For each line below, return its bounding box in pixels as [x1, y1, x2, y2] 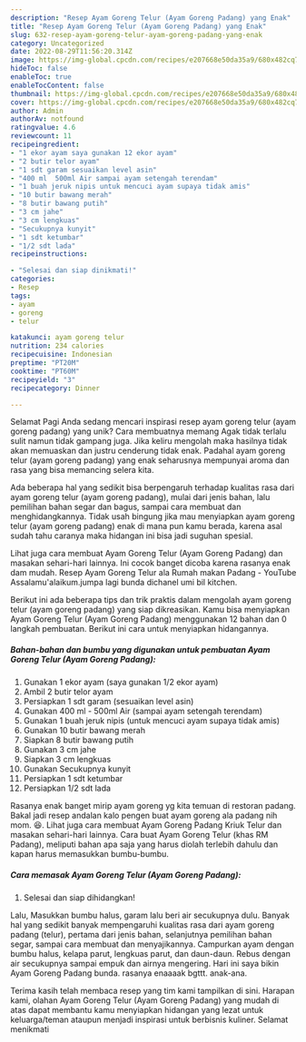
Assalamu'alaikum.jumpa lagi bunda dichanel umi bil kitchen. [10, 577, 238, 588]
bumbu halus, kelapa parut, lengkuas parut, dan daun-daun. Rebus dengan [10, 949, 291, 959]
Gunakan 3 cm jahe [23, 744, 96, 755]
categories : [10, 274, 55, 284]
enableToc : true [10, 73, 72, 82]
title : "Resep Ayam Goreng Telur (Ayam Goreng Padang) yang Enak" [10, 22, 267, 31]
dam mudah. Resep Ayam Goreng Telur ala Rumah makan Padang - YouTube [10, 567, 297, 578]
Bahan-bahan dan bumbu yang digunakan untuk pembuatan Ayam [10, 644, 271, 654]
